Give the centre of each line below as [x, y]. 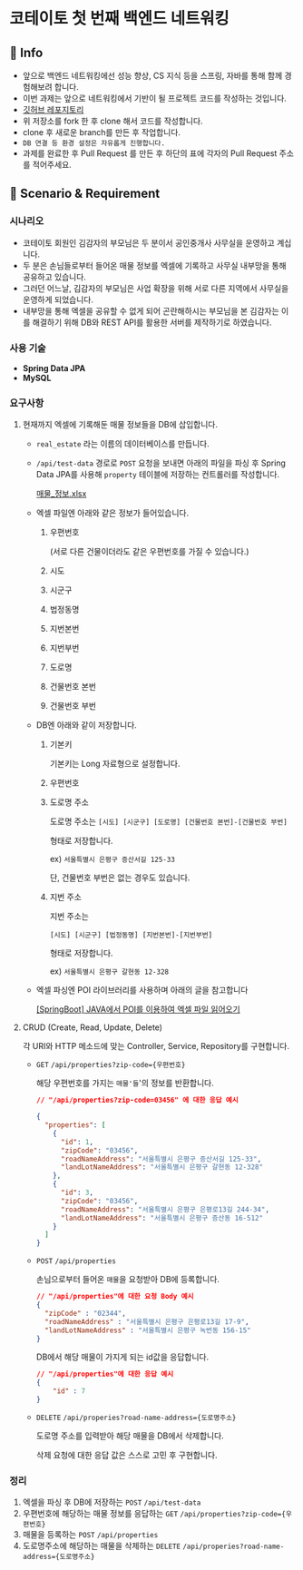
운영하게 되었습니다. [58, 299]
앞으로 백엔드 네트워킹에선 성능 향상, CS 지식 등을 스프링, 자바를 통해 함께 [152, 75]
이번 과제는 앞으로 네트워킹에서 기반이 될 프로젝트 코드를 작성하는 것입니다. [155, 98]
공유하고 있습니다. [54, 277]
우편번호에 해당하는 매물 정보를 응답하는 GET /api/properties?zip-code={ [154, 1514]
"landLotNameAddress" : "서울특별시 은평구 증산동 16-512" [162, 1218]
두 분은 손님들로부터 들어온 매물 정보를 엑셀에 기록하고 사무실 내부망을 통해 [155, 265]
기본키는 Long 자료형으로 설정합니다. [115, 764]
